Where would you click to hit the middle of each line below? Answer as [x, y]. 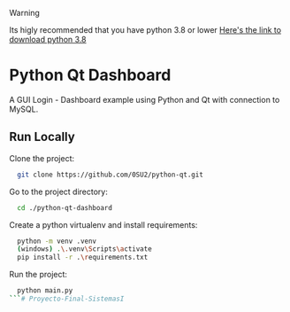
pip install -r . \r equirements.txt [83, 257]
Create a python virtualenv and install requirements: [103, 224]
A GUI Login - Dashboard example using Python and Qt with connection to [145, 99]
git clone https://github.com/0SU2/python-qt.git [110, 175]
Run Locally [42, 137]
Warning [24, 13]
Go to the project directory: [58, 191]
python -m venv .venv [57, 241]
